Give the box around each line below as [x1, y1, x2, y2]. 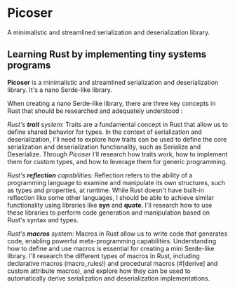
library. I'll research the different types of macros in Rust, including [7, 251, 200, 260]
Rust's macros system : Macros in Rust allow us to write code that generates [7, 229, 228, 238]
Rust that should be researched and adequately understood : [7, 107, 183, 115]
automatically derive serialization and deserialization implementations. [7, 274, 210, 282]
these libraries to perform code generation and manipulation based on [7, 208, 210, 217]
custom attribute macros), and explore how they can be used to [7, 267, 191, 275]
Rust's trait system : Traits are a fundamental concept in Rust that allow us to [7, 120, 229, 128]
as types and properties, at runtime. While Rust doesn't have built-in [7, 186, 205, 194]
